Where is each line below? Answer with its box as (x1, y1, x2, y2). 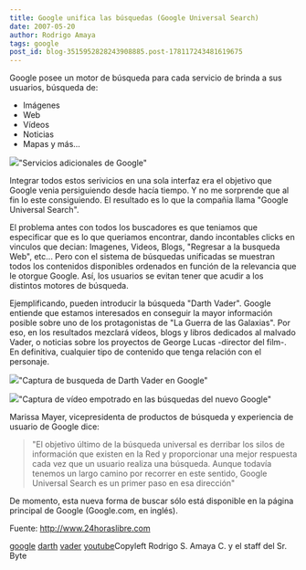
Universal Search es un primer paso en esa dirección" (31, 478, 236, 489)
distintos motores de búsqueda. (9, 280, 130, 291)
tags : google (9, 38, 59, 48)
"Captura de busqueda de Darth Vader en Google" (18, 375, 208, 386)
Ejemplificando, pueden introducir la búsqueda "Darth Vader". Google (9, 298, 271, 309)
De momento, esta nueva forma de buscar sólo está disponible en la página (9, 495, 294, 507)
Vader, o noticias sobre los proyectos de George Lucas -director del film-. (9, 337, 288, 348)
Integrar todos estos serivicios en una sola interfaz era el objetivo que (9, 175, 272, 186)
